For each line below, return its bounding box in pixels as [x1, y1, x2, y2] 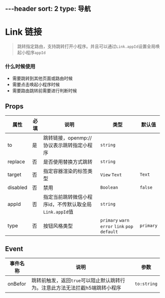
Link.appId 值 [43, 208, 74, 215]
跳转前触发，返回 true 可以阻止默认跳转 [31, 277, 120, 284]
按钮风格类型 [43, 223, 73, 230]
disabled [7, 184, 27, 191]
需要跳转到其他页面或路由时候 [12, 75, 73, 81]
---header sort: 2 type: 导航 [5, 4, 91, 13]
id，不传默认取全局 [48, 201, 92, 208]
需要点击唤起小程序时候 [12, 81, 60, 87]
